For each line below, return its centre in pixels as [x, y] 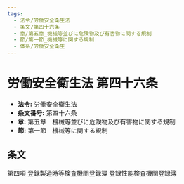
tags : [15, 14]
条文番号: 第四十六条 [47, 112]
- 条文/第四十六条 [37, 27]
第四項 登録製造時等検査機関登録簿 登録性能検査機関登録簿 [92, 173]
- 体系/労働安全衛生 [39, 46]
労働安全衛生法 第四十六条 [83, 83]
